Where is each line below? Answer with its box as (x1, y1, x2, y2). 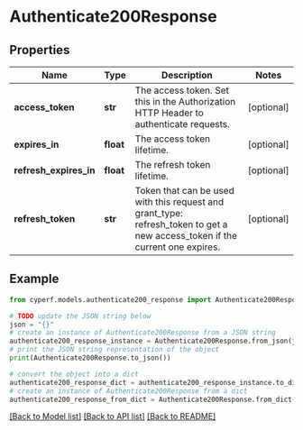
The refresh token (134, 159, 211, 170)
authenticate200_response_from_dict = (9, 395, 155, 404)
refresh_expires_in (14, 164, 96, 177)
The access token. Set (134, 84, 230, 96)
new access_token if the (134, 230, 237, 242)
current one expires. (134, 241, 221, 253)
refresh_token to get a (134, 218, 228, 231)
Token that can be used (134, 185, 234, 197)
